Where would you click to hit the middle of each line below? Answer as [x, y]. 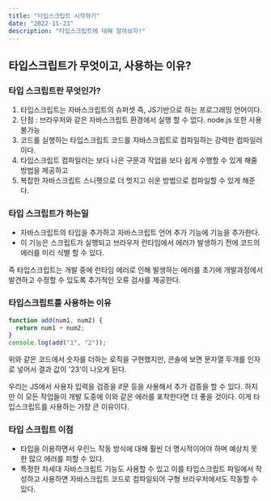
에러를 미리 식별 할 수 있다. [62, 253]
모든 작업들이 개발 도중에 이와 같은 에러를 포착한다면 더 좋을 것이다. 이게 [139, 397]
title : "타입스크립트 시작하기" [55, 16]
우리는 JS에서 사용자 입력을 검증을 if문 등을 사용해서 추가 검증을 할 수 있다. [126, 387]
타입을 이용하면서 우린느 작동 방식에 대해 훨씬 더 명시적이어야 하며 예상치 [134, 448]
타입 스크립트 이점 [41, 430]
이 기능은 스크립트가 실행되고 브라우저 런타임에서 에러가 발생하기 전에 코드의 [140, 242]
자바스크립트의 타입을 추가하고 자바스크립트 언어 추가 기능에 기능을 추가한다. [140, 233]
